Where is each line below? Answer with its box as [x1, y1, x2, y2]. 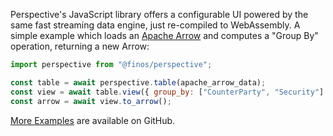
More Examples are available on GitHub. [10, 114, 176, 126]
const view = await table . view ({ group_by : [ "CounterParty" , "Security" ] [10, 87, 325, 97]
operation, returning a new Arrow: [10, 40, 150, 52]
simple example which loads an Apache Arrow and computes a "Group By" [10, 30, 319, 41]
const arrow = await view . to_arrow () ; [10, 96, 172, 106]
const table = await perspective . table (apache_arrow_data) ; [10, 77, 267, 88]
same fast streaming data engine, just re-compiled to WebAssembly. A [10, 19, 301, 31]
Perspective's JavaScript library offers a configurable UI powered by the [10, 9, 309, 20]
